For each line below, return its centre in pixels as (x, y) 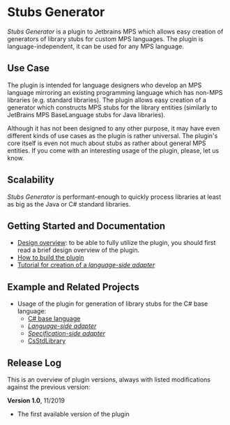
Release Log (34, 363)
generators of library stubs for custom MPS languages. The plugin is (105, 38)
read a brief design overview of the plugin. (78, 250)
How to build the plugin (51, 258)
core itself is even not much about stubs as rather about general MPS (107, 143)
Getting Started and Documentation (86, 226)
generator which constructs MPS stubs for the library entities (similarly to (112, 107)
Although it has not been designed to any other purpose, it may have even (114, 128)
